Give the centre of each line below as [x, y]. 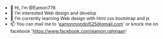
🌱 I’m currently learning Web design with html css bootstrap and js [80, 18]
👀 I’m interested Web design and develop [53, 13]
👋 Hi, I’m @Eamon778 [33, 8]
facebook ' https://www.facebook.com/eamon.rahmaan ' [69, 31]
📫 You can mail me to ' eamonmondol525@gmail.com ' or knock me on [84, 24]
